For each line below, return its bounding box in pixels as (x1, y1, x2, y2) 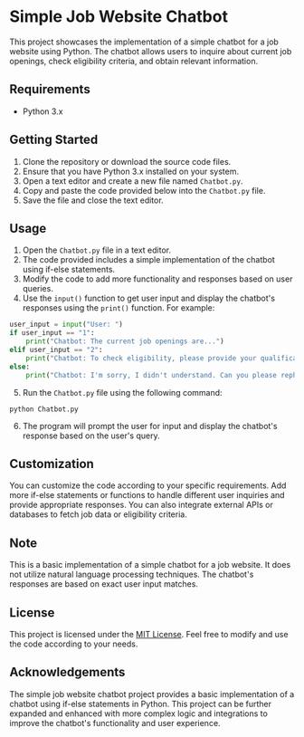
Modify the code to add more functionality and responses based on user (22, 273, 293, 284)
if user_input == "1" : (9, 329, 95, 338)
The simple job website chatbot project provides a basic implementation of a (9, 688, 295, 699)
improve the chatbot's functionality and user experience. (9, 717, 221, 728)
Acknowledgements (9, 665, 126, 680)
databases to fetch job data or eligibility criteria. (9, 509, 187, 520)
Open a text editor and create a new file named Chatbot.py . (22, 175, 243, 187)
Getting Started (9, 132, 99, 148)
